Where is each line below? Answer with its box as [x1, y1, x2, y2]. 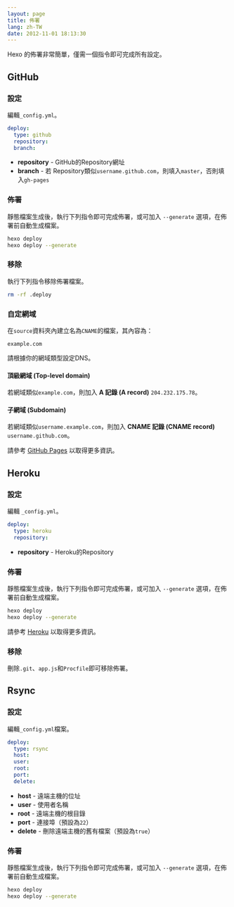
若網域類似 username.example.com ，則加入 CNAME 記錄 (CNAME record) [7, 423, 216, 431]
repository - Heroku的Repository [17, 547, 114, 556]
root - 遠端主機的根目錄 [17, 809, 86, 818]
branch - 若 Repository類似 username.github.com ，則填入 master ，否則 [17, 167, 219, 175]
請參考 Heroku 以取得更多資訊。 [7, 627, 100, 636]
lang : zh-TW [7, 23, 42, 30]
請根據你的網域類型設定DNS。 [7, 354, 95, 362]
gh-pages [23, 177, 50, 184]
